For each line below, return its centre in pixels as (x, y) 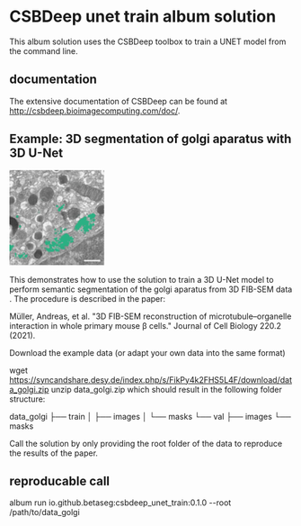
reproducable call (60, 481)
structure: (27, 399)
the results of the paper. (54, 453)
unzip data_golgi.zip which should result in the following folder (167, 389)
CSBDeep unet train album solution (143, 17)
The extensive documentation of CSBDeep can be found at (118, 101)
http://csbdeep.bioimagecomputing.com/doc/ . (95, 111)
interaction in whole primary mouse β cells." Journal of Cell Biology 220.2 (145, 325)
